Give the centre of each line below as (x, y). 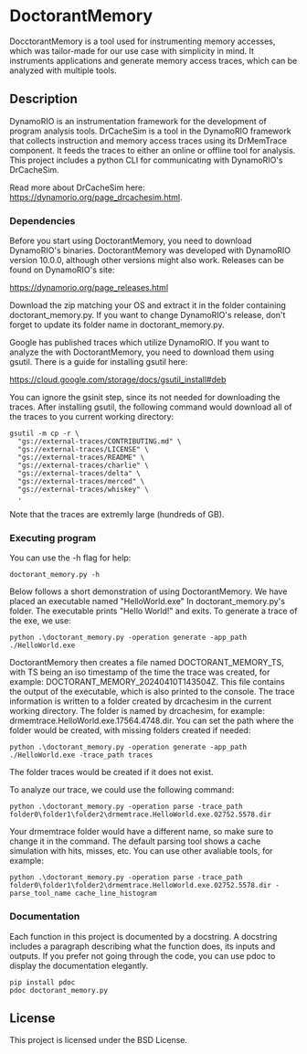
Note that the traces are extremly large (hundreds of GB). (117, 515)
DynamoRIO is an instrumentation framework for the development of (138, 121)
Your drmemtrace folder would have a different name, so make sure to (142, 832)
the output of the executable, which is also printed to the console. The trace (152, 692)
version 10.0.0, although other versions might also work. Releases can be (147, 261)
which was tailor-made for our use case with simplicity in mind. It (132, 50)
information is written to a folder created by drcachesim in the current (141, 701)
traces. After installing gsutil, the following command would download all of (151, 407)
